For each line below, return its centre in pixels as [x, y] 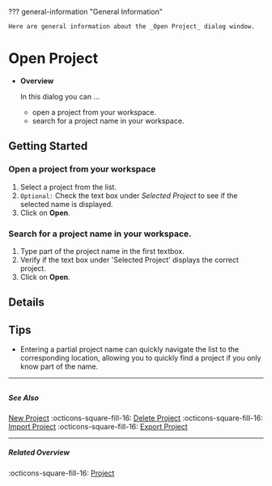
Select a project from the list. [68, 187]
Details [26, 302]
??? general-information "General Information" [86, 12]
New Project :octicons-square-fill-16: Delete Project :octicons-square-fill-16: [136, 418]
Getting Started [48, 146]
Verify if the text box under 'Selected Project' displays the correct [130, 260]
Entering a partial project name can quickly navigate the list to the [130, 349]
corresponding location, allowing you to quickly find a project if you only [140, 358]
